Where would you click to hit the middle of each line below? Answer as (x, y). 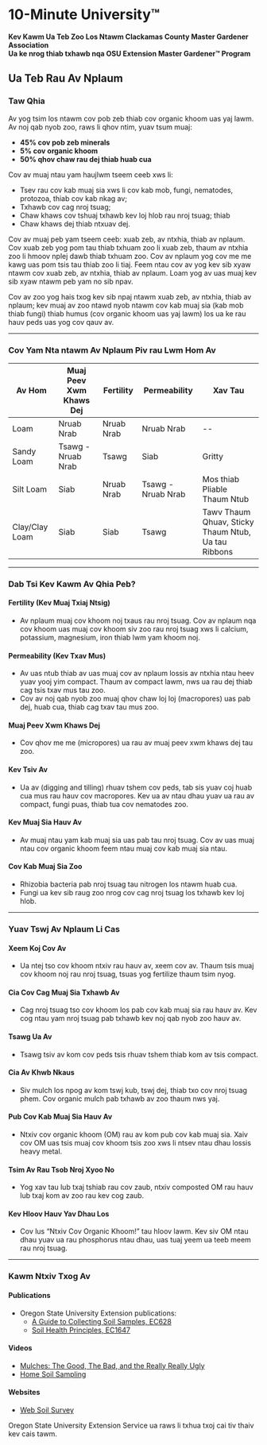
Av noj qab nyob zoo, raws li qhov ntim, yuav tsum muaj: (100, 127)
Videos (20, 1348)
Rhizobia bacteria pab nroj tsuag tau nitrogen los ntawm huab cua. (128, 884)
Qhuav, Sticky (228, 522)
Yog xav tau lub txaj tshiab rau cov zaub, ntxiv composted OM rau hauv (136, 1187)
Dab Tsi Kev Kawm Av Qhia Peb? (72, 584)
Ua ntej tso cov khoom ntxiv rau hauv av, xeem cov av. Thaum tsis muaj (137, 966)
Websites (24, 1393)
